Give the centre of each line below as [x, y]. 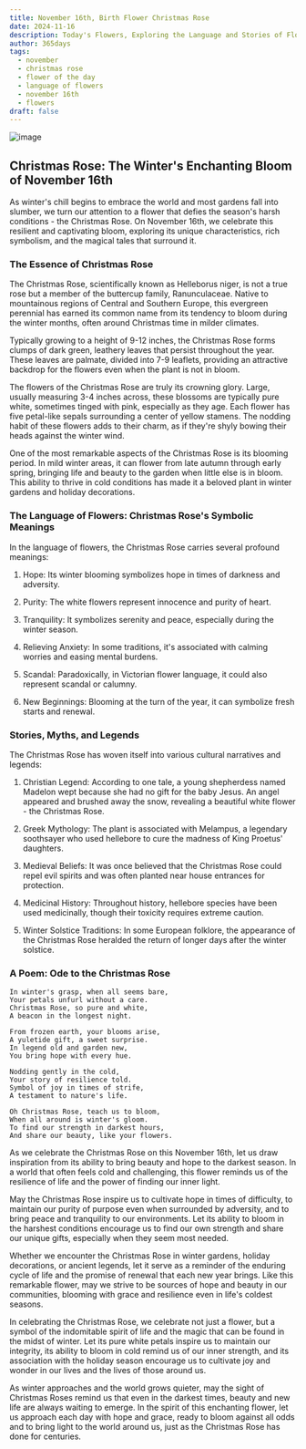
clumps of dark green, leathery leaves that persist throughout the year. [142, 350]
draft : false [34, 111]
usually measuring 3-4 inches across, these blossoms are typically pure [144, 397]
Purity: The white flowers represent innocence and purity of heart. [147, 602]
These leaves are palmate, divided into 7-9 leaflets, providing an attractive [149, 360]
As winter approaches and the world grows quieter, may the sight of [137, 1388]
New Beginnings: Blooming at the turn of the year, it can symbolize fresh [158, 701]
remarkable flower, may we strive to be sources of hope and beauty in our [148, 1285]
